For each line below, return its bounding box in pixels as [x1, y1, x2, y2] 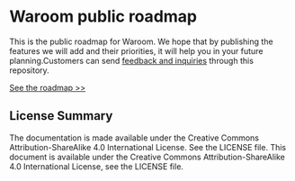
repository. [9, 65, 49, 76]
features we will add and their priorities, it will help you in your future [9, 45, 264, 56]
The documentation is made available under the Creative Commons [9, 132, 259, 143]
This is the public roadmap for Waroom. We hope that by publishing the [9, 36, 273, 47]
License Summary [9, 108, 113, 123]
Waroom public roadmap [9, 6, 198, 27]
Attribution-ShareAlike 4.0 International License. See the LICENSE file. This [9, 141, 286, 152]
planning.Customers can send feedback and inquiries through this [9, 55, 255, 66]
